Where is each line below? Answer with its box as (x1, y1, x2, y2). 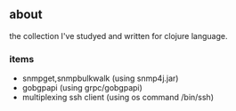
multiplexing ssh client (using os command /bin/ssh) (21, 92, 215, 103)
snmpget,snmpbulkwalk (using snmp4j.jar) (21, 73, 179, 83)
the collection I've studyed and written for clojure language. (9, 30, 228, 41)
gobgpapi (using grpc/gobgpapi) (21, 83, 142, 93)
